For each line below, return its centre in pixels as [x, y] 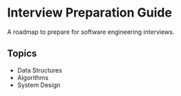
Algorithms [33, 77]
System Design [39, 85]
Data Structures [39, 70]
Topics [22, 54]
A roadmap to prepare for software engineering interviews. [91, 32]
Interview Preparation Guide [90, 13]
